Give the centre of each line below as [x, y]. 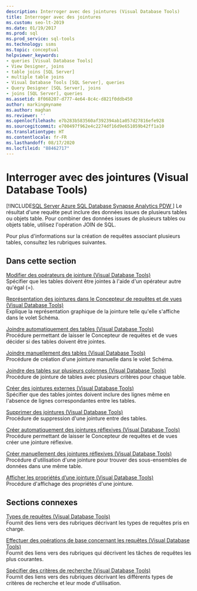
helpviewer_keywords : [33, 55]
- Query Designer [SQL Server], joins [54, 88]
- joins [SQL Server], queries [44, 94]
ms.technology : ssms [31, 45]
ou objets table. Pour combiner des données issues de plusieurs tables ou [96, 219]
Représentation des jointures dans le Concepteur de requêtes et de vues [94, 299]
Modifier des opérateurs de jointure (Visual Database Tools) [79, 275]
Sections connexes [42, 502]
